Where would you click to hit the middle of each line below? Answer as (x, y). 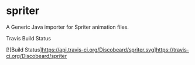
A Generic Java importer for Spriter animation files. (67, 27)
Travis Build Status (29, 38)
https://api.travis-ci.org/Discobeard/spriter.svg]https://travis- (115, 49)
